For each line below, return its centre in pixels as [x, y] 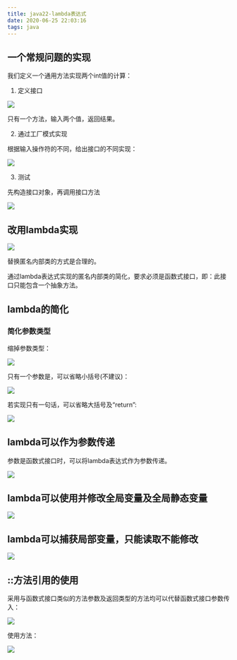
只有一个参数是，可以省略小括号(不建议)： [68, 376]
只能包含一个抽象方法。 [47, 285]
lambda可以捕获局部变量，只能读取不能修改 [103, 539]
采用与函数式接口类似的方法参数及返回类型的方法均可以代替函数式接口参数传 [119, 598]
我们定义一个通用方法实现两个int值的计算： [70, 76]
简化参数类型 [29, 331]
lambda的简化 [38, 310]
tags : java [23, 27]
